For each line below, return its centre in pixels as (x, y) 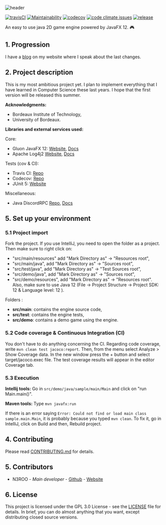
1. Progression (28, 45)
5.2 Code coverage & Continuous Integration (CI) (65, 333)
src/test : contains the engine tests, (48, 315)
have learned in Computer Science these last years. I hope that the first (78, 90)
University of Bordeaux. (36, 119)
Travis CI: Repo (28, 173)
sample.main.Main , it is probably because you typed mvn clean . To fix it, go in (83, 419)
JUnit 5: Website (29, 184)
